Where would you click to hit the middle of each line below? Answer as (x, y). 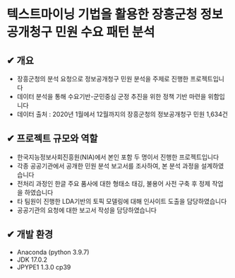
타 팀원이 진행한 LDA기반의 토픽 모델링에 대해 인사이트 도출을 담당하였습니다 (122, 201)
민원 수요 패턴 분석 (105, 32)
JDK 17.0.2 (32, 260)
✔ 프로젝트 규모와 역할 (52, 139)
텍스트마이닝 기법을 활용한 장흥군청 (102, 15)
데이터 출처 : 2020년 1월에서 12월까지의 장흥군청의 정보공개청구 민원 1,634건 (122, 114)
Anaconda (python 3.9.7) (53, 252)
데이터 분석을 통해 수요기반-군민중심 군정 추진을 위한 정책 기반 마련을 (112, 97)
